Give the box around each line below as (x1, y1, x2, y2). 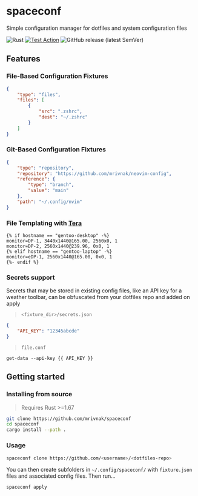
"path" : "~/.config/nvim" (17, 199, 83, 205)
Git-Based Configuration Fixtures (6, 145, 106, 154)
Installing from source (6, 390, 73, 399)
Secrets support (6, 273, 55, 281)
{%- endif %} (6, 259, 39, 265)
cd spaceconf (6, 421, 39, 427)
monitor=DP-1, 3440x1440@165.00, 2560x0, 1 (6, 238, 118, 244)
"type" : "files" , (17, 91, 61, 98)
